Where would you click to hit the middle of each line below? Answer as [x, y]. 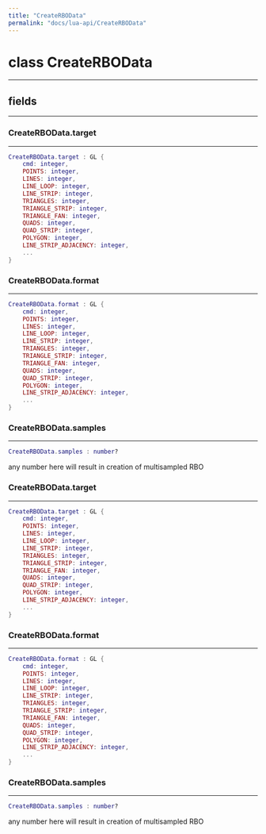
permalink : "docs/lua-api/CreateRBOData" [78, 23]
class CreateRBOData [80, 62]
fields [23, 101]
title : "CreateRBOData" [47, 15]
